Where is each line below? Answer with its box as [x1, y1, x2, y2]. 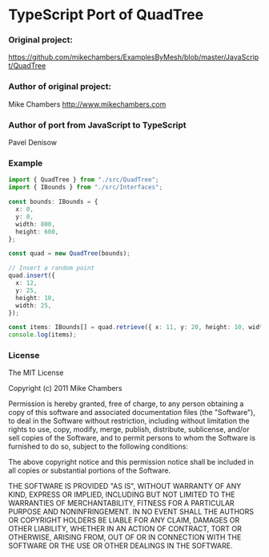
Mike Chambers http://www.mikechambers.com [8, 99, 167, 109]
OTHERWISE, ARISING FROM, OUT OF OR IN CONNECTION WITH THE [8, 532, 242, 543]
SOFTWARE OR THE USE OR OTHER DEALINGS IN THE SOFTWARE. [8, 541, 233, 551]
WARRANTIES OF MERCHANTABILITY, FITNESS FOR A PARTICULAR [8, 498, 235, 508]
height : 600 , [15, 227, 59, 236]
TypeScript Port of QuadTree [8, 6, 204, 24]
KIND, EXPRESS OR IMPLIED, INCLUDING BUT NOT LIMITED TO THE [8, 490, 235, 499]
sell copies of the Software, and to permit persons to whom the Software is [8, 433, 256, 443]
